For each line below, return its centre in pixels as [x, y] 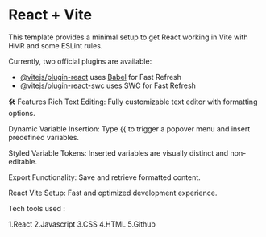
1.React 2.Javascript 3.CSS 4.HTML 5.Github [82, 224]
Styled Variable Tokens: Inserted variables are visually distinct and [118, 153]
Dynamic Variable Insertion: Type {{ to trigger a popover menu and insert [129, 129]
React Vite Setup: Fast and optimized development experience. [113, 193]
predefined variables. [44, 137]
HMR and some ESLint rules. [56, 45]
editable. [23, 161]
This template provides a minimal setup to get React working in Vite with [128, 37]
